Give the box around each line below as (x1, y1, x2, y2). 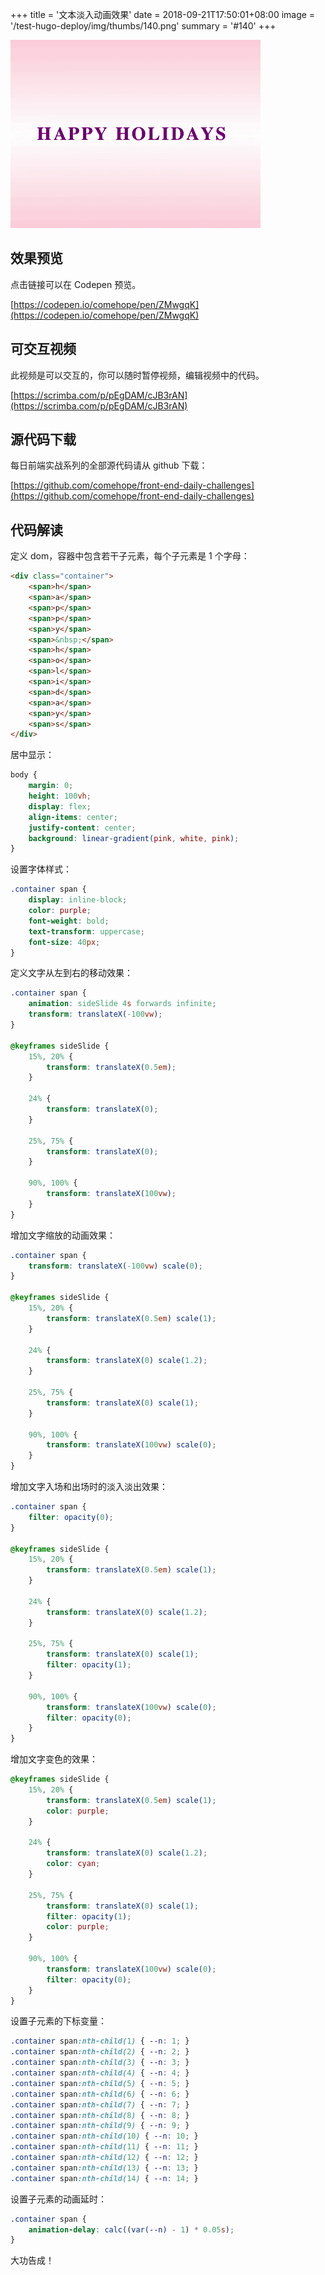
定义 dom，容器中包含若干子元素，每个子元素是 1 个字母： (10, 550, 250, 562)
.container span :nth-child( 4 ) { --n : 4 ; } (10, 2068, 190, 2078)
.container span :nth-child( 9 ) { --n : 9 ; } (10, 2121, 190, 2131)
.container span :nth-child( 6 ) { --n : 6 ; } (10, 2089, 190, 2099)
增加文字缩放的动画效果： (10, 1229, 116, 1241)
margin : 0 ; (28, 781, 74, 791)
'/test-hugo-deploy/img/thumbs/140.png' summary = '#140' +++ (10, 20, 277, 32)
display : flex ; (28, 801, 92, 812)
